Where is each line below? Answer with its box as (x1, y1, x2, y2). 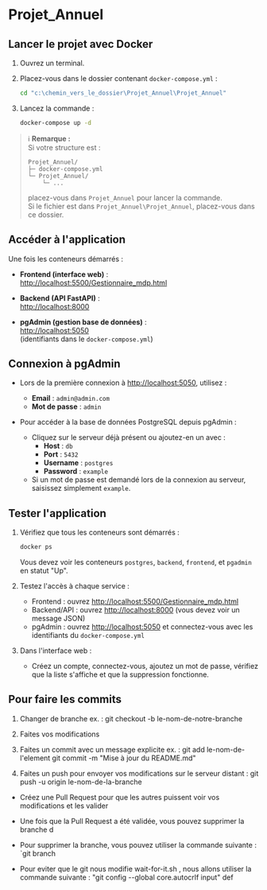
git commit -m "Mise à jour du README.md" (52, 753, 196, 763)
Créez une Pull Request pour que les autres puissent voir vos (19, 792, 220, 802)
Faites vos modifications (19, 729, 100, 739)
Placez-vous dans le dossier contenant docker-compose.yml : (19, 74, 218, 83)
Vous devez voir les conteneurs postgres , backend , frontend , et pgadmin (19, 558, 252, 567)
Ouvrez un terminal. (19, 58, 85, 68)
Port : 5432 (43, 449, 79, 459)
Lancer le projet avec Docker (8, 37, 153, 51)
